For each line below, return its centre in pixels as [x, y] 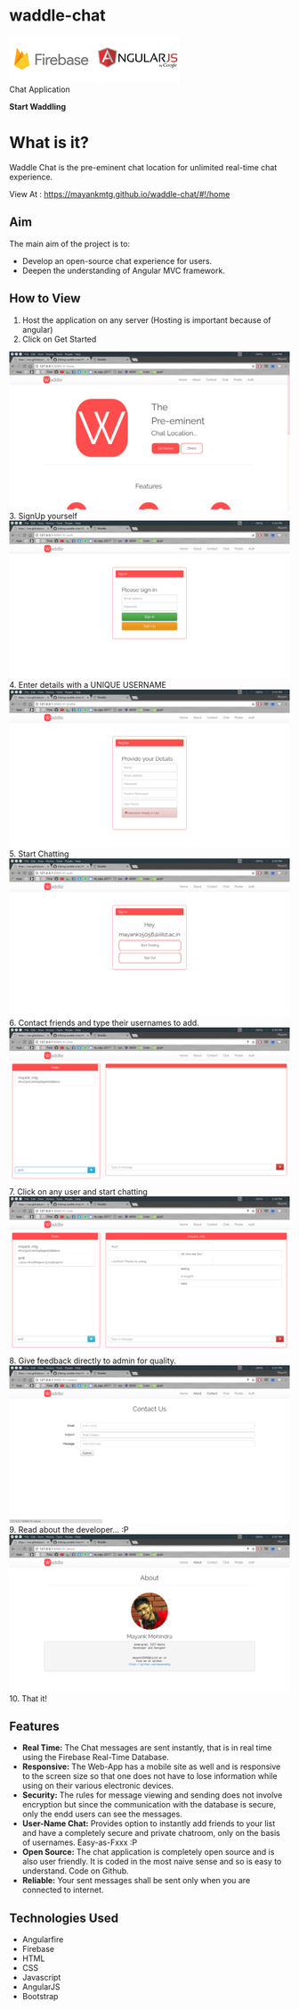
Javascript [41, 1978]
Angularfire [43, 1940]
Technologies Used [64, 1918]
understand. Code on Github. [75, 1871]
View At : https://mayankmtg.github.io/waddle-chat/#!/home [120, 194]
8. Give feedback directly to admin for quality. [93, 1361]
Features [34, 1726]
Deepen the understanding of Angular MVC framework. [123, 270]
